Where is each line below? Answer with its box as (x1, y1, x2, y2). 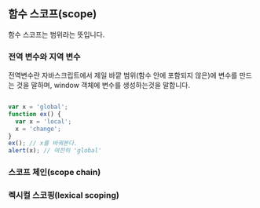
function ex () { (8, 110, 61, 118)
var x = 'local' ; (15, 117, 72, 126)
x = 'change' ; (15, 125, 61, 133)
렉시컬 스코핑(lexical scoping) (8, 190, 119, 201)
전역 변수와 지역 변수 (8, 51, 81, 62)
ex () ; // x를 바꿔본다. (8, 140, 78, 148)
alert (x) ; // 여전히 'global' (8, 147, 102, 155)
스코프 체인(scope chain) (8, 167, 101, 178)
